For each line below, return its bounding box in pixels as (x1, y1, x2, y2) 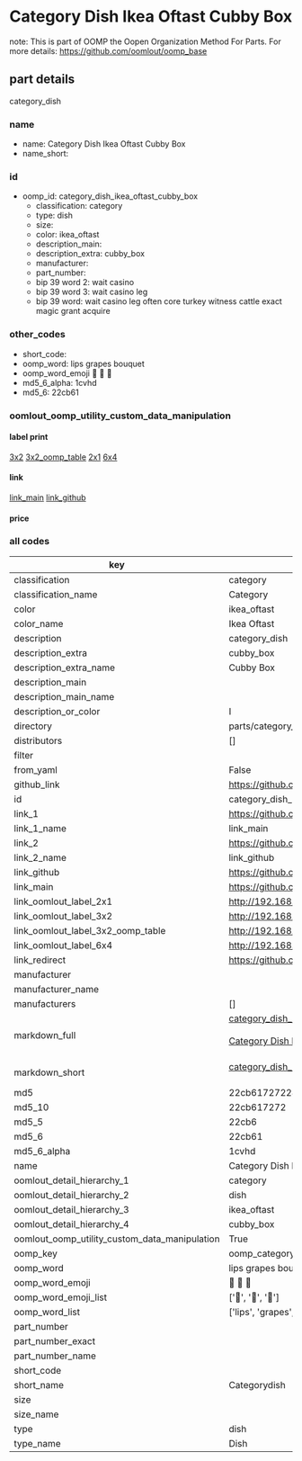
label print (9, 432, 49, 443)
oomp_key (13, 1247, 58, 1259)
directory (13, 720, 52, 732)
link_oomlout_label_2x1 (13, 895, 113, 908)
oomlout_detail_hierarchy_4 (13, 1217, 129, 1230)
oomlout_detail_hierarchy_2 (13, 1188, 129, 1201)
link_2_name (13, 851, 67, 864)
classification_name (13, 587, 98, 600)
